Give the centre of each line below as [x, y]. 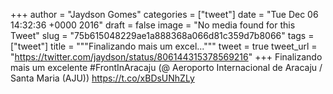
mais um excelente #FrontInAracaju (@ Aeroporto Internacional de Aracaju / [166, 67]
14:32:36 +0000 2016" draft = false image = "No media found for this [153, 25]
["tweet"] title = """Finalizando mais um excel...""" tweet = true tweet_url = [164, 46]
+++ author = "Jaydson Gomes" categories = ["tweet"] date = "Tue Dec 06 [164, 14]
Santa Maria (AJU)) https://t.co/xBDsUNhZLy [102, 78]
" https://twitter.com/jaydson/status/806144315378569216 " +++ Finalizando [166, 57]
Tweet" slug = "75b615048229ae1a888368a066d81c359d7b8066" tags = [162, 35]
